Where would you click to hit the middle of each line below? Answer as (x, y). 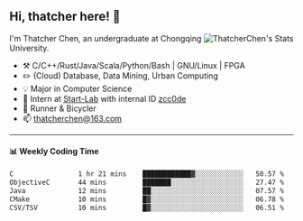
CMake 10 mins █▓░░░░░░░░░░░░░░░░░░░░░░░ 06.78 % (147, 199)
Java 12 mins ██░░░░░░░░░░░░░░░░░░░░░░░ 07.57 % (147, 190)
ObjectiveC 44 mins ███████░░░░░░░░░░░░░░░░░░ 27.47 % (147, 182)
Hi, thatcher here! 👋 (65, 17)
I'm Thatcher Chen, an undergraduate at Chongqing (106, 38)
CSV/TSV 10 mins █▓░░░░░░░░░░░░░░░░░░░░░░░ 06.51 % (147, 207)
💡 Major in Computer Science (77, 88)
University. (29, 48)
